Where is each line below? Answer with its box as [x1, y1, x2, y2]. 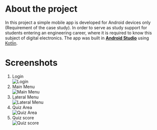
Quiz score [12, 114, 34, 120]
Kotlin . [5, 40, 18, 46]
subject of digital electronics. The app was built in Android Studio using [5, 35, 149, 41]
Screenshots [5, 57, 58, 69]
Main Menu [12, 84, 35, 90]
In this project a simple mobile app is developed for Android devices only [5, 19, 151, 25]
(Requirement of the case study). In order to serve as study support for [5, 24, 147, 30]
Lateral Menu [12, 94, 39, 100]
